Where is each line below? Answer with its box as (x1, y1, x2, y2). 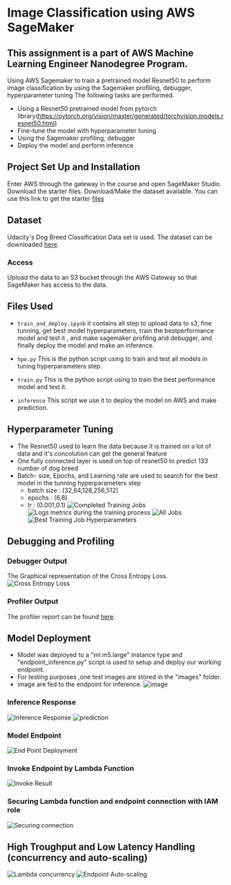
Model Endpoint (7, 731, 62, 740)
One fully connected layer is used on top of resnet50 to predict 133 (17, 456, 209, 465)
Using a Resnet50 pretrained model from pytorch (17, 105, 157, 112)
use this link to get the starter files (7, 194, 104, 202)
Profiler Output (7, 597, 59, 607)
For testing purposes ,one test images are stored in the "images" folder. (17, 673, 221, 681)
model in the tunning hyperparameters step (17, 479, 141, 487)
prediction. (17, 403, 48, 411)
